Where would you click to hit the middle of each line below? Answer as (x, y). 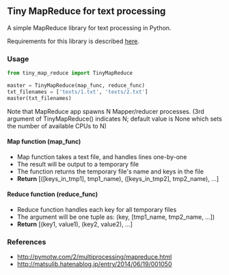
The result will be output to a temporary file (78, 164)
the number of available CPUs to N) (57, 125)
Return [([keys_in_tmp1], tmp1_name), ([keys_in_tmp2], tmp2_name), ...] (118, 178)
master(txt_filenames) (39, 98)
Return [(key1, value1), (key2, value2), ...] (75, 224)
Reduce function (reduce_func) (52, 194)
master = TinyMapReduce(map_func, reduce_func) (76, 85)
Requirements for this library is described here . (73, 41)
